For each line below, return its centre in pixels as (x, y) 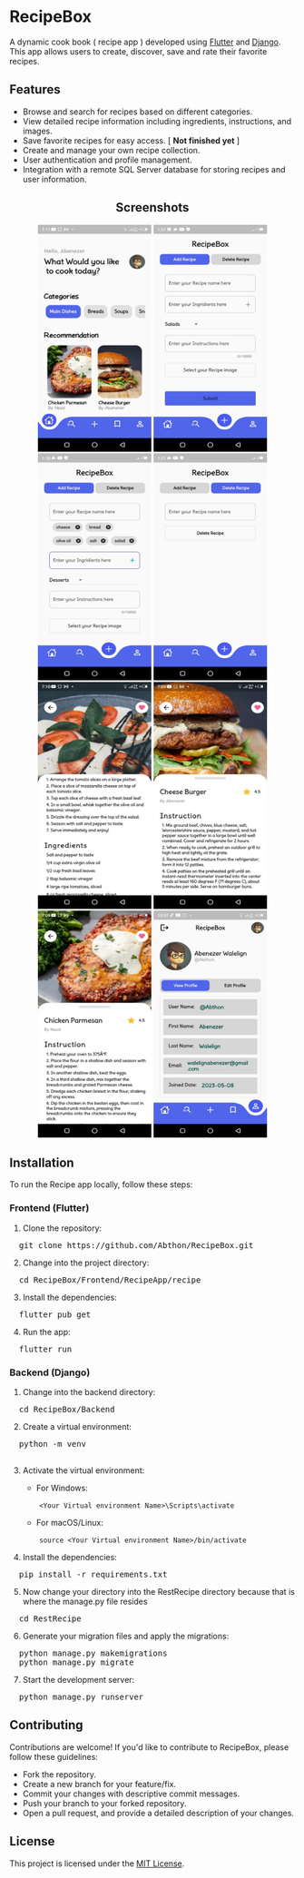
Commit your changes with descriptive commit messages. (131, 1794)
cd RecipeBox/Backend (67, 1409)
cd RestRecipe (50, 1618)
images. (37, 131)
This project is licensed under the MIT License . (97, 1863)
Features (35, 89)
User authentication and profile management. (107, 160)
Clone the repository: (62, 1228)
